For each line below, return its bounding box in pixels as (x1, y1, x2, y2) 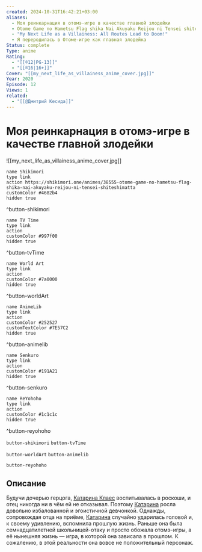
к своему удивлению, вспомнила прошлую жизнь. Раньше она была (6, 520, 183, 527)
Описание (6, 478, 46, 488)
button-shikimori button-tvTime (6, 440, 86, 446)
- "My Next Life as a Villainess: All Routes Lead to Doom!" (11, 31, 168, 37)
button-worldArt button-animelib (6, 451, 89, 457)
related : (6, 93, 28, 99)
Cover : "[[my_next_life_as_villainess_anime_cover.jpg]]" (6, 70, 155, 76)
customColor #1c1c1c (6, 411, 58, 417)
